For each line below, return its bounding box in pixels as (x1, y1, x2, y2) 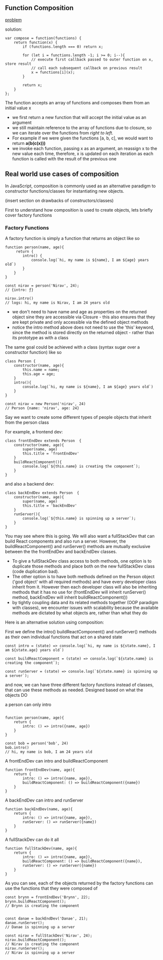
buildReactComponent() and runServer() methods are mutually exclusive (5, 543, 151, 549)
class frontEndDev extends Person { (5, 438, 82, 443)
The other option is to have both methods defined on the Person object (12, 573, 155, 579)
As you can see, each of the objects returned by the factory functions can (5, 880, 153, 886)
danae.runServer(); (5, 920, 45, 925)
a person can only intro (5, 702, 52, 707)
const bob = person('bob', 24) (5, 741, 69, 745)
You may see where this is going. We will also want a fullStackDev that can (5, 533, 155, 539)
